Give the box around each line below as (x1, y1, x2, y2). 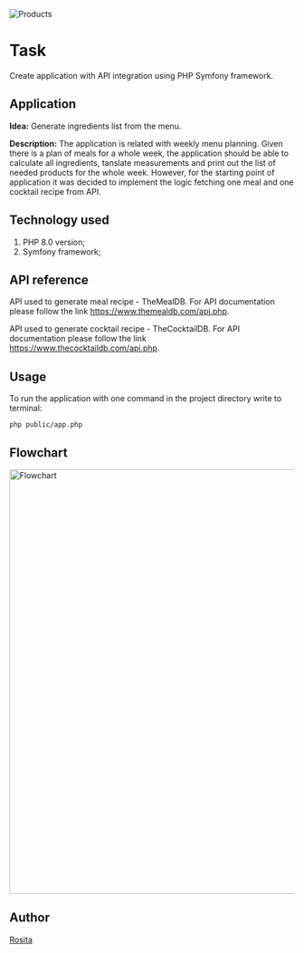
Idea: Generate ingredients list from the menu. (9, 120, 182, 131)
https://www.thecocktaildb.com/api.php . (9, 342, 160, 353)
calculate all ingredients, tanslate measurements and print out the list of (9, 157, 276, 168)
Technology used (9, 213, 110, 228)
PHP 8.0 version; (22, 236, 86, 247)
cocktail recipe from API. (9, 186, 101, 197)
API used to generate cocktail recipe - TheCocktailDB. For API (9, 323, 241, 334)
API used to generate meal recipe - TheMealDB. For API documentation (9, 296, 276, 307)
